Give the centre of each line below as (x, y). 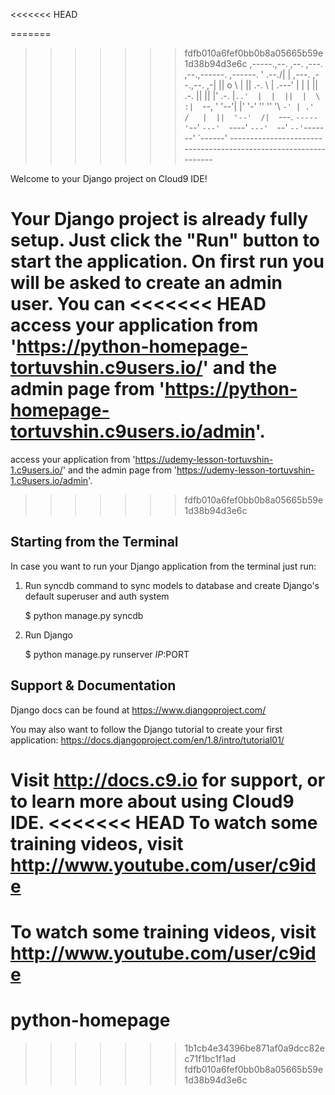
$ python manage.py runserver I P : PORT (107, 654)
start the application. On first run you (167, 261)
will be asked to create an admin (146, 283)
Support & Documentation (93, 685)
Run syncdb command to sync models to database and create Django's (172, 585)
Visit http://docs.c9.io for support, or (168, 780)
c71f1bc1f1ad (210, 1058)
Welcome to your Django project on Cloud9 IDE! (109, 178)
